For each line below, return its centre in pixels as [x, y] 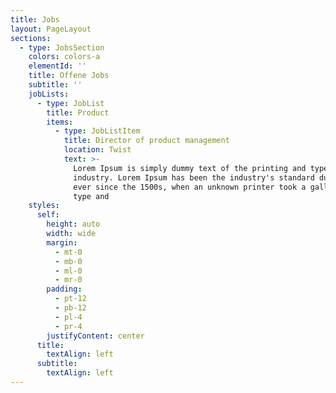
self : [48, 215]
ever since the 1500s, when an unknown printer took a [190, 187]
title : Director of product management [146, 141]
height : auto [73, 224]
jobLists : [49, 94]
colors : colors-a [64, 57]
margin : [62, 242]
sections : [31, 38]
